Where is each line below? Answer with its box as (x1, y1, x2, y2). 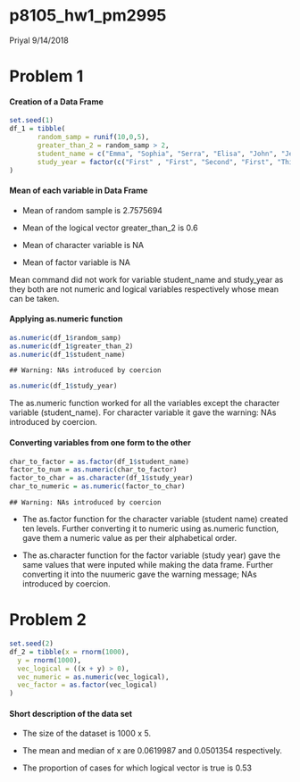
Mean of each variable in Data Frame (9, 185, 148, 196)
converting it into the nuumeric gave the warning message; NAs (21, 569, 257, 580)
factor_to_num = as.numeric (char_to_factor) (9, 465, 178, 474)
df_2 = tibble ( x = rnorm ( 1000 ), (9, 647, 129, 656)
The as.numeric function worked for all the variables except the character (9, 398, 280, 409)
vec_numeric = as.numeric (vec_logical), (17, 672, 170, 681)
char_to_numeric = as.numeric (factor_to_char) (9, 482, 186, 491)
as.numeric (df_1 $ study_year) (9, 381, 118, 391)
